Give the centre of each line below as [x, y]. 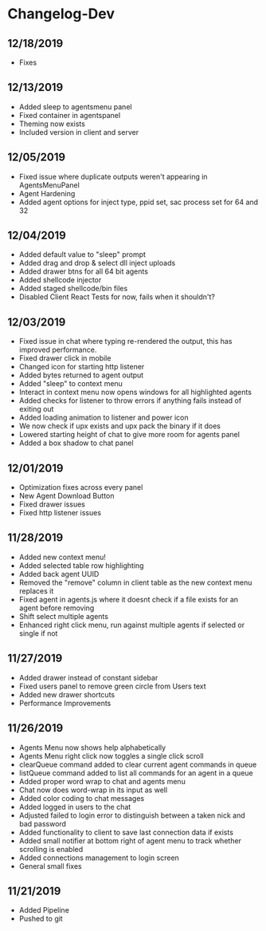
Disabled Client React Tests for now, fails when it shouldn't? [117, 297]
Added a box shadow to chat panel [76, 443]
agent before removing [57, 608]
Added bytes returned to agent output [81, 375]
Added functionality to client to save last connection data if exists [126, 832]
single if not [38, 633]
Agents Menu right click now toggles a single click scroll [111, 755]
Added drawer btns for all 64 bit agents [84, 271]
